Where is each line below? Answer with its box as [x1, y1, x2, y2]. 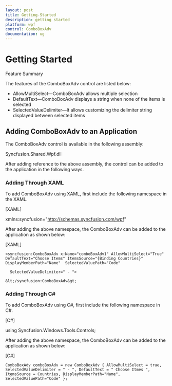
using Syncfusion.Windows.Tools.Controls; [5, 327, 96, 334]
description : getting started [5, 17, 70, 22]
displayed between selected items [12, 112, 86, 118]
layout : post [5, 7, 33, 13]
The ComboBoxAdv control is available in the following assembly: [5, 141, 144, 147]
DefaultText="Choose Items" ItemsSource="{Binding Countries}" [5, 256, 144, 261]
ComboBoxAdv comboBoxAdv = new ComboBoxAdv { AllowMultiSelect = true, [5, 363, 162, 368]
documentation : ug [5, 31, 45, 36]
